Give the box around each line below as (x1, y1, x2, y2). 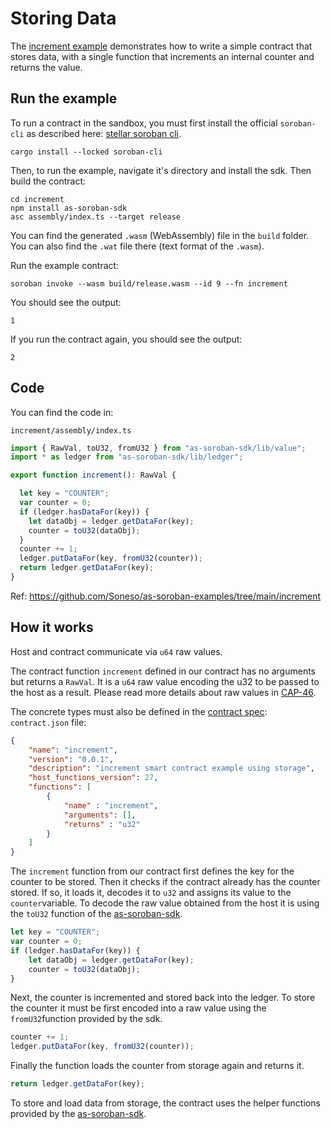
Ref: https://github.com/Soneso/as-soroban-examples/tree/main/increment (10, 590, 322, 602)
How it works (10, 619, 94, 636)
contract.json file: (10, 716, 87, 728)
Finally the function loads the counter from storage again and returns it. (10, 1060, 305, 1072)
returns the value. (10, 61, 83, 73)
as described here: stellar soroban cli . (26, 127, 182, 139)
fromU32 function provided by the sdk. (10, 1013, 163, 1025)
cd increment (10, 194, 65, 204)
